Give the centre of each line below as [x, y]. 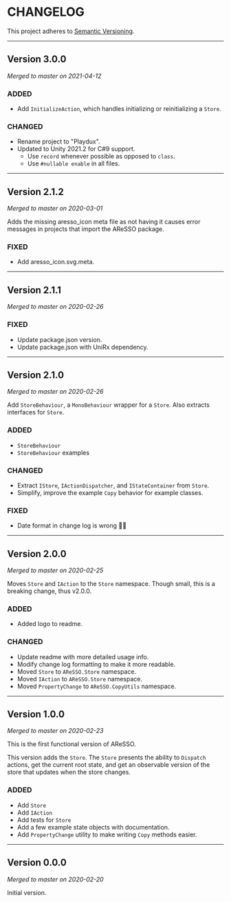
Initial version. [27, 892]
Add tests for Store [44, 820]
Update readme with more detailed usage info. [83, 657]
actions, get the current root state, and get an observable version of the [109, 765]
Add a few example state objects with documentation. [93, 827]
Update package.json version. [59, 339]
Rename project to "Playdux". [59, 141]
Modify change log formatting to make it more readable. [96, 664]
